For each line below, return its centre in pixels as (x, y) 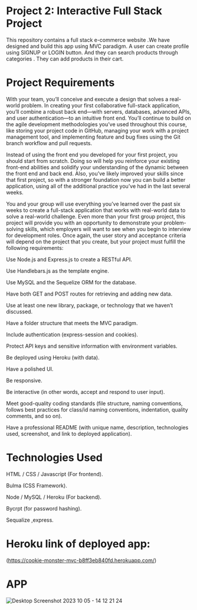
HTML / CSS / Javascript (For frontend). (55, 474)
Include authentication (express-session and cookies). (72, 334)
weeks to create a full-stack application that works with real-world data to (96, 210)
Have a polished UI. (30, 369)
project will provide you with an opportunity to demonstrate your (84, 223)
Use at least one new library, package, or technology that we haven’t (90, 305)
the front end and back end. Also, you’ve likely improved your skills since (95, 174)
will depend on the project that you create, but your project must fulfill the (96, 242)
